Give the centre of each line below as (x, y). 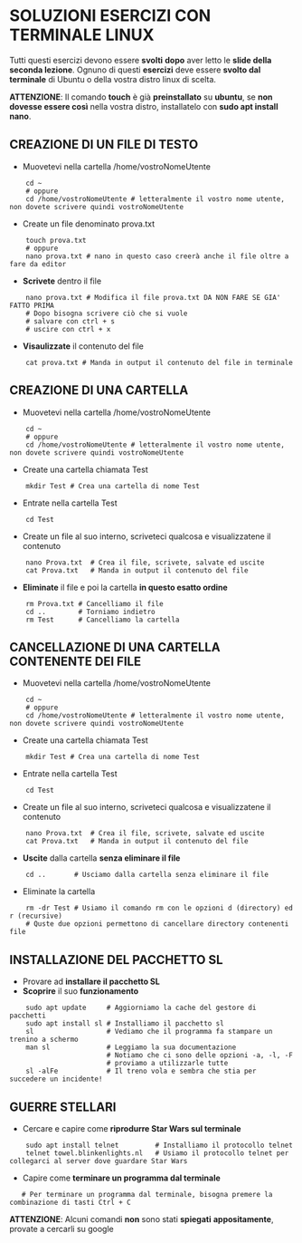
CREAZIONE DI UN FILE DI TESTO (104, 145)
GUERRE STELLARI (63, 1107)
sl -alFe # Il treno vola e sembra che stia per (141, 1071)
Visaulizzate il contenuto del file (83, 346)
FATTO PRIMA (32, 305)
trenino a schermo (44, 1040)
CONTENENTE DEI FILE (75, 661)
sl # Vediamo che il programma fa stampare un (149, 1032)
